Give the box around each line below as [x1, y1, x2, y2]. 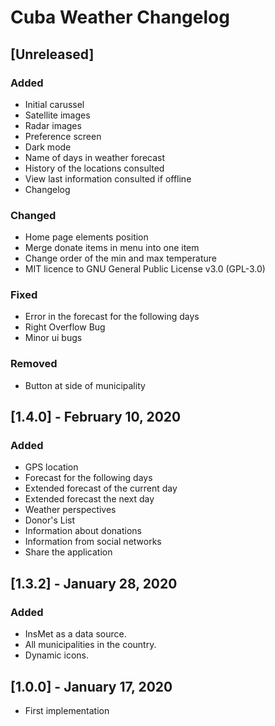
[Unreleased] [10, 46, 95, 63]
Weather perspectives [24, 504, 117, 516]
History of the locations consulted [24, 162, 165, 174]
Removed [10, 357, 58, 371]
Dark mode [24, 141, 72, 153]
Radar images [24, 119, 82, 131]
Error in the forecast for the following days [24, 311, 200, 323]
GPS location [24, 461, 79, 473]
